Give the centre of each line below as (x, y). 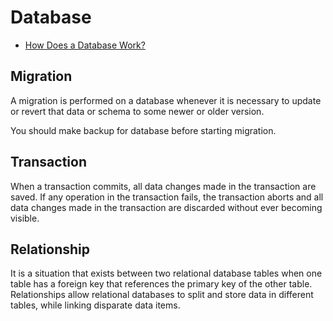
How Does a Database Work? (85, 45)
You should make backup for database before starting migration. (143, 130)
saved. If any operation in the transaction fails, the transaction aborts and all (167, 197)
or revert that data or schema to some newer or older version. (137, 111)
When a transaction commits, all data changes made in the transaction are (163, 186)
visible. (25, 218)
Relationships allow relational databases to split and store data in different (162, 295)
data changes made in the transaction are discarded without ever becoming (166, 207)
